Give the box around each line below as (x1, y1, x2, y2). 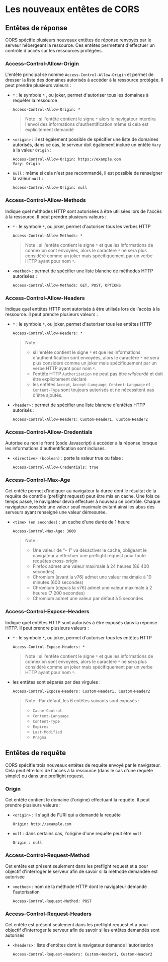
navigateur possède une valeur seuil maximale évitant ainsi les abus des (5, 504, 155, 510)
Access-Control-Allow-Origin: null (12, 185, 88, 190)
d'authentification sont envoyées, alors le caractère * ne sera (32, 354, 159, 360)
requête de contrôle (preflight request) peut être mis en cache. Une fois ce (5, 493, 160, 499)
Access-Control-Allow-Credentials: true (12, 465, 99, 470)
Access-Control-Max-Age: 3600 (12, 529, 76, 534)
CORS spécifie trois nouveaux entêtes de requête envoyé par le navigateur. (5, 762, 161, 768)
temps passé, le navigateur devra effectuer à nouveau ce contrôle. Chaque (5, 498, 161, 504)
